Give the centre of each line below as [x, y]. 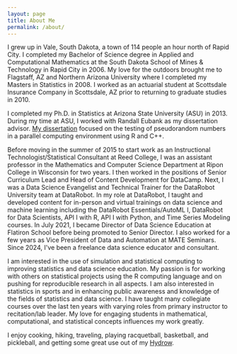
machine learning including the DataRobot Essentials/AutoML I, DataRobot [115, 210]
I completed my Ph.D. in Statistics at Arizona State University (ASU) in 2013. [117, 113]
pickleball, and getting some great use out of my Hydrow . [91, 343]
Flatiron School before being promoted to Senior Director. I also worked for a [119, 233]
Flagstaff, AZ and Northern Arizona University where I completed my [107, 77]
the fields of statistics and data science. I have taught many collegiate [109, 299]
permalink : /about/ [36, 27]
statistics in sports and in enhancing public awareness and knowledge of [114, 292]
